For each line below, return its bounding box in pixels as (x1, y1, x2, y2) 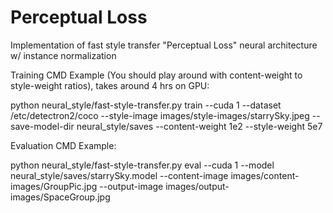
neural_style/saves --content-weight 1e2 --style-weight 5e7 (76, 120, 323, 132)
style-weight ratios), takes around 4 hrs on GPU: (10, 79, 210, 91)
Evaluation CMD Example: (10, 139, 117, 151)
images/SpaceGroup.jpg (10, 191, 111, 203)
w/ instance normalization (10, 49, 117, 61)
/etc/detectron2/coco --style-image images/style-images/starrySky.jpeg (10, 109, 310, 121)
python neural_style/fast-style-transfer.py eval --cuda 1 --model (10, 159, 275, 171)
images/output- (165, 180, 230, 192)
